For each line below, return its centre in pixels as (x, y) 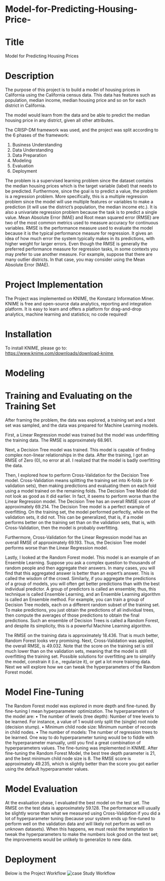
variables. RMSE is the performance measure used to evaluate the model (79, 228)
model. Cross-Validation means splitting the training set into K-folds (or (77, 481)
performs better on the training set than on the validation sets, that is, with (80, 523)
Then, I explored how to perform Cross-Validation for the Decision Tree (77, 475)
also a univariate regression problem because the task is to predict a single (81, 212)
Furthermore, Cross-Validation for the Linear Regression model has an (76, 538)
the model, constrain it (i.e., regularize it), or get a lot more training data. (78, 662)
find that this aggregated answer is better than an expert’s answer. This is (80, 573)
